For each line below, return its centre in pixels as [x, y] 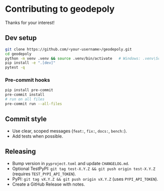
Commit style [26, 119]
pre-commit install [25, 95]
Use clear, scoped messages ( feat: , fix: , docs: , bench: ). [70, 131]
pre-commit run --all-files [34, 104]
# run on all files [25, 99]
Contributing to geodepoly [60, 9]
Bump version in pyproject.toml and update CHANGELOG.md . [71, 163]
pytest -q [15, 68]
